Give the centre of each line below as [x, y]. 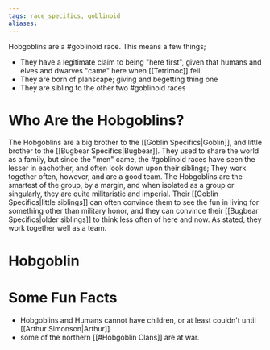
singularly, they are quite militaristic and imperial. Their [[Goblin [114, 194]
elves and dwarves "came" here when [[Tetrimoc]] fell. [111, 70]
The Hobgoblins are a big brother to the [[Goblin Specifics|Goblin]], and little [135, 143]
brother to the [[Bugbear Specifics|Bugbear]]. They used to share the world [134, 151]
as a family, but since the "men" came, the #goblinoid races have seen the [132, 160]
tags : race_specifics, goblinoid [64, 16]
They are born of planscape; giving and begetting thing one [119, 79]
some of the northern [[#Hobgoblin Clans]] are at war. [110, 337]
